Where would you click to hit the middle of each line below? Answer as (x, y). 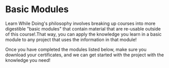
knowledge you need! (28, 60)
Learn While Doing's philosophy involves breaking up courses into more (80, 23)
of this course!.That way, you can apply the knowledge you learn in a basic (83, 34)
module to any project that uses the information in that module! (71, 40)
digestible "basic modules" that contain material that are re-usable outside (83, 28)
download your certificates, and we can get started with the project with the (84, 55)
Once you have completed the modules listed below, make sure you (76, 49)
